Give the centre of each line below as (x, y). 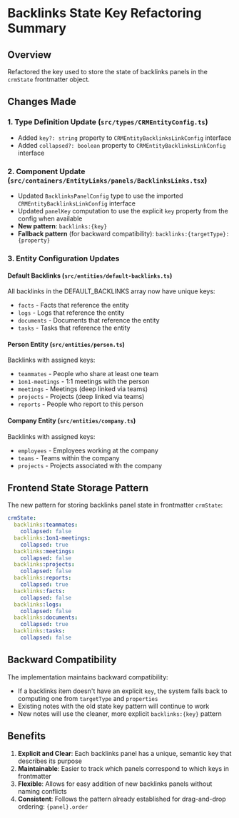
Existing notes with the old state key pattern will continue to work (113, 706)
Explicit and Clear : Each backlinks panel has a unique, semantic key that (124, 753)
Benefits (27, 736)
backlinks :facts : (40, 591)
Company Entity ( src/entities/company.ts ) (72, 420)
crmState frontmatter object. (49, 79)
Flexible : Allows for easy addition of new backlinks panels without (115, 784)
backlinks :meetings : (44, 551)
